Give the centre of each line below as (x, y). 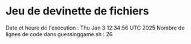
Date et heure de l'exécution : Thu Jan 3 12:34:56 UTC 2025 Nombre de (95, 28)
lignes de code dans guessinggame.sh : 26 (59, 34)
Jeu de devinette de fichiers (77, 11)
